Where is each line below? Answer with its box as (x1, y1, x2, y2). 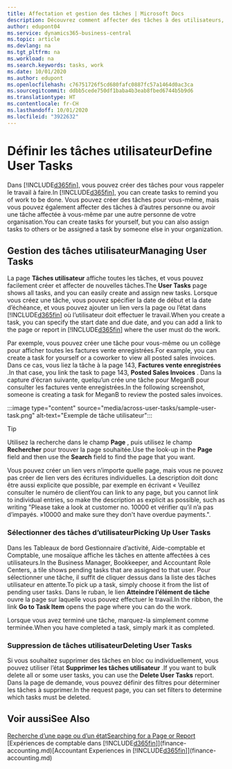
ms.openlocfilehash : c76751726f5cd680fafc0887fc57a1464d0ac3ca (7, 81, 194, 88)
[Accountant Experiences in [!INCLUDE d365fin (51, 746, 186, 754)
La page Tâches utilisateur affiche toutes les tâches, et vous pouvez (7, 274, 204, 283)
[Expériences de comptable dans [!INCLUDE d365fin (7, 739, 156, 747)
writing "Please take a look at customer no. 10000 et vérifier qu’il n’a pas (7, 503, 214, 511)
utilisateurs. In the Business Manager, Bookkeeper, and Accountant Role (7, 558, 211, 567)
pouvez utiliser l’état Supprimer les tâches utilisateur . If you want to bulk (7, 663, 217, 672)
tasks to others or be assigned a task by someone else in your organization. (7, 224, 223, 233)
